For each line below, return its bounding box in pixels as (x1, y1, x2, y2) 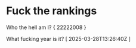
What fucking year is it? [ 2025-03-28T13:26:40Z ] (6, 35, 131, 42)
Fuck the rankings (6, 4, 97, 18)
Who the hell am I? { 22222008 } (6, 24, 86, 31)
